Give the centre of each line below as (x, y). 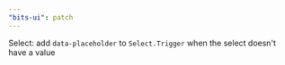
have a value (32, 52)
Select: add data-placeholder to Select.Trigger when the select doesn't (142, 43)
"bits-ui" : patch (41, 17)
